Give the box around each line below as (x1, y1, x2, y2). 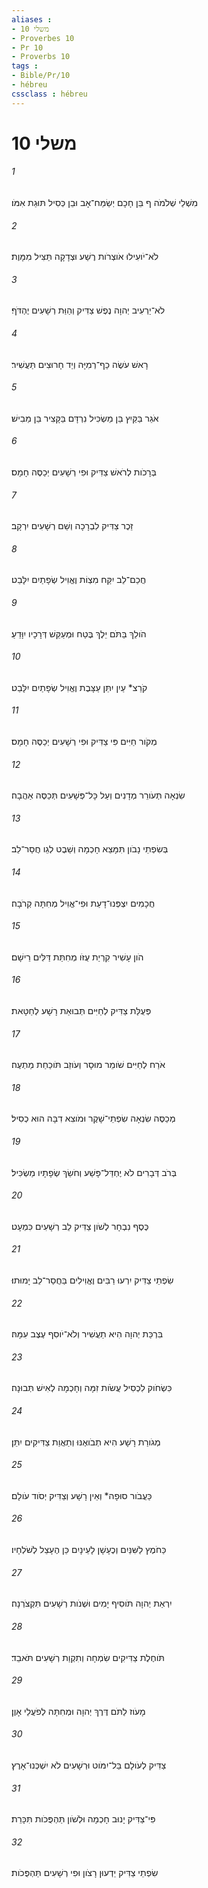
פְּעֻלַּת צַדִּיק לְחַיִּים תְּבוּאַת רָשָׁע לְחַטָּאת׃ (11, 1005, 152, 1017)
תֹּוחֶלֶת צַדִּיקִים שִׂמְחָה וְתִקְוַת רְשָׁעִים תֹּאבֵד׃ (11, 1651, 165, 1663)
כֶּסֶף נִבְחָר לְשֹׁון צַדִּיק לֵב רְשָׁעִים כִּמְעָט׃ (11, 1220, 149, 1232)
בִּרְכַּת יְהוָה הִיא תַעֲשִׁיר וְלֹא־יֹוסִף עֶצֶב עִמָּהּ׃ (11, 1328, 164, 1340)
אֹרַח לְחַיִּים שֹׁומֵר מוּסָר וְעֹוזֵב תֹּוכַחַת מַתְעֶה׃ (11, 1059, 166, 1071)
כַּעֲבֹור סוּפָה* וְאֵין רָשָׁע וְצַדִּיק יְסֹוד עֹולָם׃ (11, 1489, 153, 1501)
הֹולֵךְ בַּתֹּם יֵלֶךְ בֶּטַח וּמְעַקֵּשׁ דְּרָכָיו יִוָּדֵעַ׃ (11, 627, 147, 640)
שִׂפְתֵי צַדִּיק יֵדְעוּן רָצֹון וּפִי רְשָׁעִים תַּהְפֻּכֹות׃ (11, 1867, 159, 1879)
